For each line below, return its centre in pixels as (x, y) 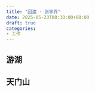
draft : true (21, 23)
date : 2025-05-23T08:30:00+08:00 (48, 17)
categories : (21, 28)
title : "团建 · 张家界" (33, 12)
